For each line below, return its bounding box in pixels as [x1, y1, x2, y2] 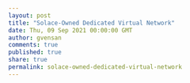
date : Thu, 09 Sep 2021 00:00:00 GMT [8, 26, 133, 34]
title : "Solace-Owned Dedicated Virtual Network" [8, 19, 176, 27]
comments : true [8, 41, 59, 49]
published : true [8, 48, 62, 56]
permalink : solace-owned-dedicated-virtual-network [8, 63, 182, 71]
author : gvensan [8, 33, 62, 42]
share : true [8, 56, 47, 64]
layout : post [8, 11, 51, 20]
